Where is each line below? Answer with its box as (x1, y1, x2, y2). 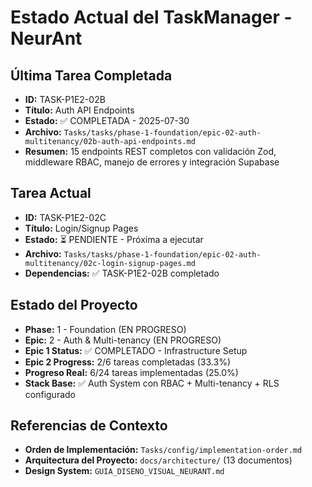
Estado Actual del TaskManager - (10, 6, 293, 29)
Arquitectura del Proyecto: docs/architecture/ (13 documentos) (24, 454, 293, 466)
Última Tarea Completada (10, 67, 173, 84)
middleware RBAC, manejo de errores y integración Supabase (24, 156, 280, 168)
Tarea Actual (10, 185, 92, 202)
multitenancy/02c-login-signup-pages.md (24, 258, 196, 268)
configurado (24, 388, 76, 400)
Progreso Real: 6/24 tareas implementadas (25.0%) (24, 366, 239, 378)
